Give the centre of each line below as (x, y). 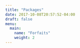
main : (16, 28)
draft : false (19, 19)
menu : (11, 24)
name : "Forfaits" (32, 33)
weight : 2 (25, 38)
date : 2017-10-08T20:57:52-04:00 (40, 14)
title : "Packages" (24, 10)
